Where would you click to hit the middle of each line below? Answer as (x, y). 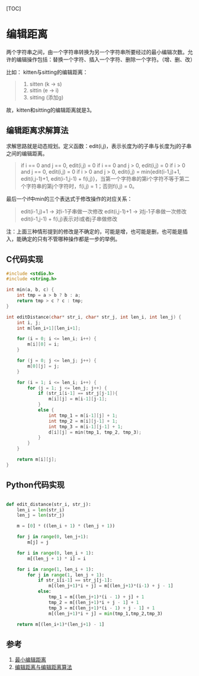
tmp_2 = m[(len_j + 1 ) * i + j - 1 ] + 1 (94, 602)
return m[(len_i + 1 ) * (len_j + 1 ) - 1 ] (61, 624)
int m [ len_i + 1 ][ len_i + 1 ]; (49, 328)
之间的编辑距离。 (27, 153)
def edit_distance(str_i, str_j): (49, 504)
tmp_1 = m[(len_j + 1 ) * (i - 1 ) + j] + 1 (96, 597)
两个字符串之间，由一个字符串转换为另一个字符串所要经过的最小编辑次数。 (97, 52)
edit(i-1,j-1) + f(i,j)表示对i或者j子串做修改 (69, 219)
